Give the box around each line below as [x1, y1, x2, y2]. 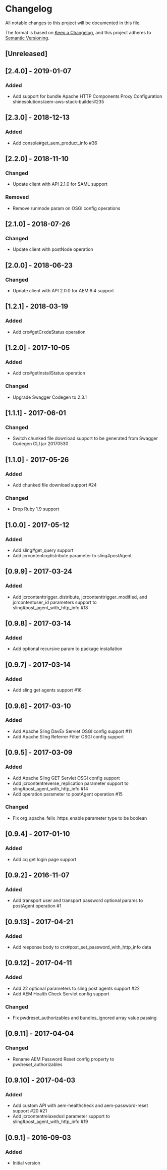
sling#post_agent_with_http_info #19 [12, 1119, 88, 1125]
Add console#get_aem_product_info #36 [12, 140, 97, 146]
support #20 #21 [12, 1108, 47, 1114]
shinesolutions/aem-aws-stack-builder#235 [12, 99, 104, 105]
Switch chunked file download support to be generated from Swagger [12, 435, 158, 442]
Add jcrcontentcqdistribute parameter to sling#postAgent [12, 553, 132, 559]
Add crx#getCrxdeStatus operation [12, 329, 86, 335]
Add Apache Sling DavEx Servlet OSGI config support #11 [12, 728, 132, 734]
